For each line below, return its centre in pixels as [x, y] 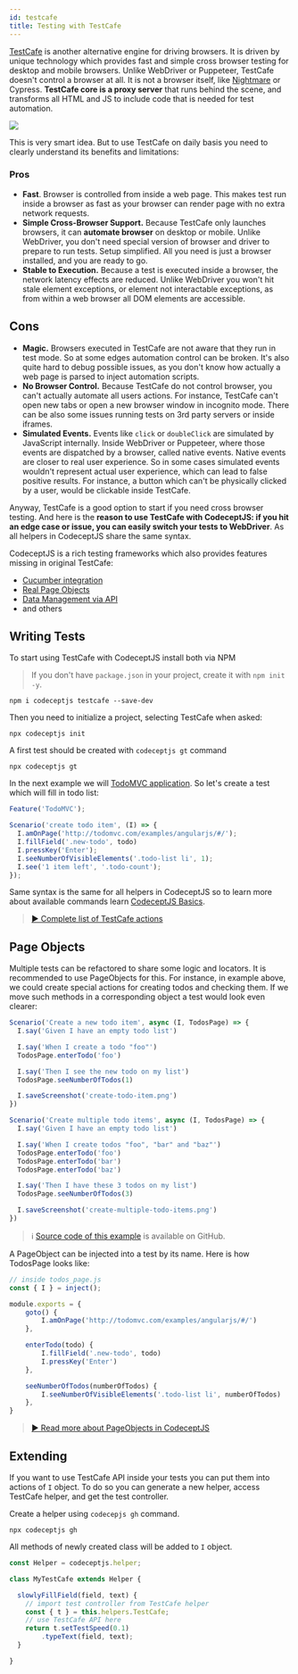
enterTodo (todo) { [59, 1345]
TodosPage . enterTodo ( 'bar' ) [70, 1161]
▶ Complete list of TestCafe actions [97, 919]
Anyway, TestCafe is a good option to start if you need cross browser [137, 507]
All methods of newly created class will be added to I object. [121, 1547]
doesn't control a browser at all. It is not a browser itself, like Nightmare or [145, 79]
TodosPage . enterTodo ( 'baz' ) [70, 1170]
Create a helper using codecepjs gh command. [95, 1514]
